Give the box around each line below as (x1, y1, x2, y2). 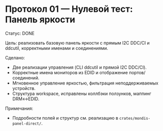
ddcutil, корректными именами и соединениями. (5, 45, 109, 51)
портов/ (129, 69, 146, 75)
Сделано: (5, 54, 25, 60)
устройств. (12, 85, 36, 91)
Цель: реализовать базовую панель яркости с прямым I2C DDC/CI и (5, 40, 150, 45)
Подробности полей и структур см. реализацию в (12, 115, 119, 121)
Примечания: (5, 105, 34, 111)
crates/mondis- (119, 116, 151, 121)
